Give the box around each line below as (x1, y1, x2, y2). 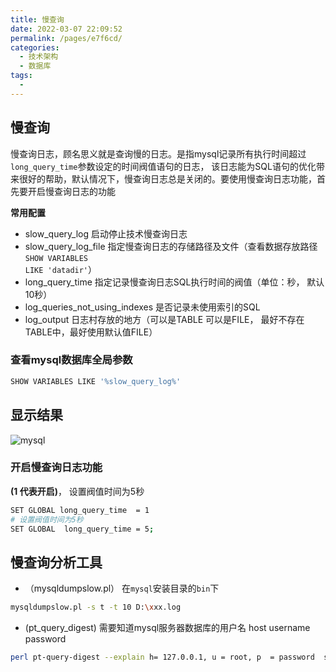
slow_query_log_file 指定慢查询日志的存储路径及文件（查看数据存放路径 (24, 240, 318, 252)
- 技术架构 (19, 52, 59, 62)
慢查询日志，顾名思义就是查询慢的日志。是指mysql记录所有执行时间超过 (10, 147, 307, 160)
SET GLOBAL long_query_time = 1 (10, 505, 150, 515)
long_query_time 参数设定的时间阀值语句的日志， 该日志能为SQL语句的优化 (10, 160, 317, 172)
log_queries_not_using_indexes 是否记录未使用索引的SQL (24, 301, 261, 313)
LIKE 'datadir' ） (24, 263, 98, 275)
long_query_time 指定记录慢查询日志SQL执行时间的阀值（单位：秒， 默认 (24, 276, 325, 288)
